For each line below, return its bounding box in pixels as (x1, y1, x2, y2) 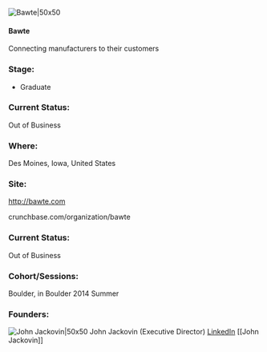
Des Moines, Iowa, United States (8, 159, 116, 168)
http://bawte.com (8, 196, 66, 206)
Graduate (19, 82, 51, 91)
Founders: (8, 309, 50, 320)
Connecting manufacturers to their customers (8, 44, 160, 54)
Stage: (8, 64, 34, 75)
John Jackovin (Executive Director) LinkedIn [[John (89, 327, 259, 337)
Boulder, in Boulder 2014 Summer (8, 289, 119, 298)
